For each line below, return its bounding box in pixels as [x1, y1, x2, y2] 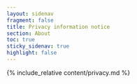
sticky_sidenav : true [6, 43, 70, 50]
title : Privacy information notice [6, 23, 110, 30]
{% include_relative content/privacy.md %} [6, 68, 131, 77]
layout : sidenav [6, 10, 54, 17]
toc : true [6, 36, 36, 43]
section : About [6, 29, 51, 37]
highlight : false [6, 50, 57, 57]
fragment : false [6, 17, 54, 24]
